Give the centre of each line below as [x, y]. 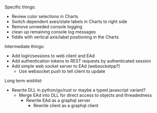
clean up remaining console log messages [54, 32]
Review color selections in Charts [45, 16]
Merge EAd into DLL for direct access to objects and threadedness [85, 95]
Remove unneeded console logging [47, 27]
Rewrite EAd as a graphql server [58, 100]
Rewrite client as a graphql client [66, 105]
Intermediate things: [24, 46]
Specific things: [20, 7]
